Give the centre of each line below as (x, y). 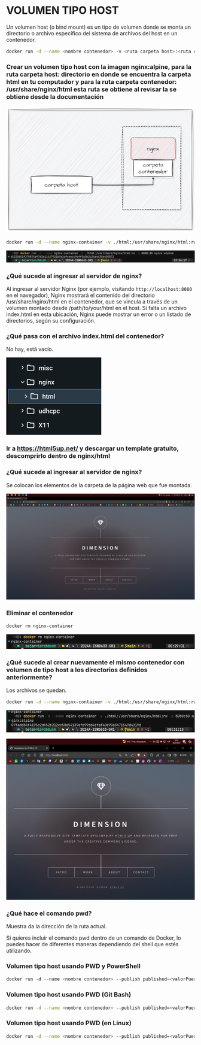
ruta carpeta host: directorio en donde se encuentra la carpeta (99, 74)
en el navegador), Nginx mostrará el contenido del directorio (81, 295)
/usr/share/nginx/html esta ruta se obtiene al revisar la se (92, 89)
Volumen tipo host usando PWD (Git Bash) (69, 995)
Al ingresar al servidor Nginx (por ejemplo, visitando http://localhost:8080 (99, 289)
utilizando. (19, 951)
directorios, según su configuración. (51, 321)
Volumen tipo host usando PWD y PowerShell (73, 966)
